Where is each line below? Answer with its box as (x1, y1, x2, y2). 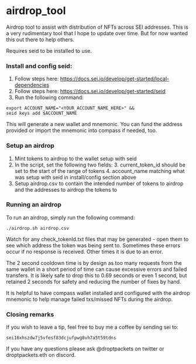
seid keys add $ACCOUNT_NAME (6, 110, 77, 117)
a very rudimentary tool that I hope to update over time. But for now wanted (6, 29, 188, 36)
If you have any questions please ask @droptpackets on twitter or (6, 345, 165, 352)
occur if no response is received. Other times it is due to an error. (6, 248, 163, 255)
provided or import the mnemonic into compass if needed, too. (6, 127, 157, 134)
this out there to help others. (6, 36, 75, 43)
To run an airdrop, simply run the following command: (6, 214, 135, 221)
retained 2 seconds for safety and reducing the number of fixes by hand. (6, 278, 181, 285)
